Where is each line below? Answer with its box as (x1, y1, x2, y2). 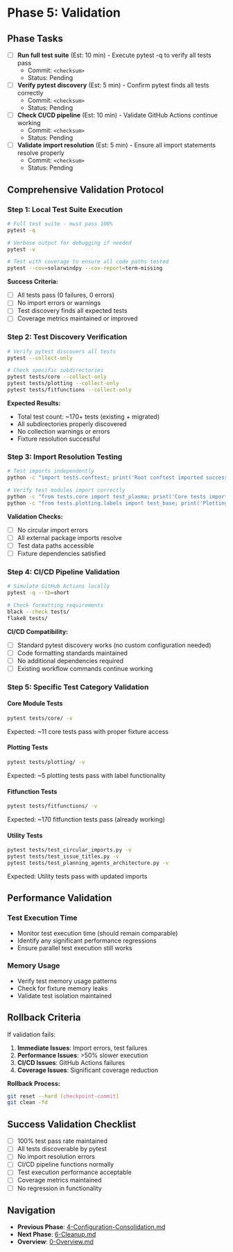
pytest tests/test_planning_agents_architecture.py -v (7, 859, 169, 866)
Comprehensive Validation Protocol (7, 184, 164, 195)
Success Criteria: (7, 277, 59, 286)
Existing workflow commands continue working (17, 664, 153, 672)
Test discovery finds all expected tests (17, 307, 128, 315)
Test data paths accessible (17, 541, 94, 550)
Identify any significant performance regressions (17, 936, 157, 945)
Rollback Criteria (7, 1011, 81, 1023)
